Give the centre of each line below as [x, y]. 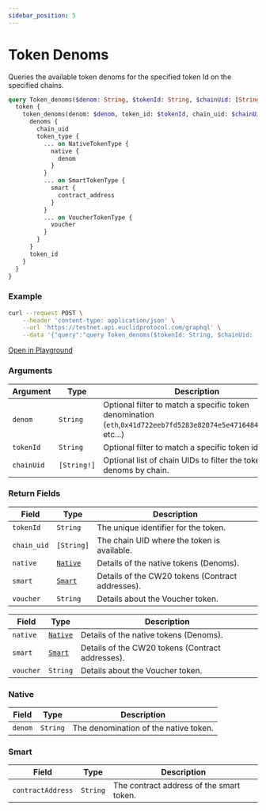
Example [25, 296]
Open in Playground [40, 350]
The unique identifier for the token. [161, 527]
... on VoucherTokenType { [88, 217]
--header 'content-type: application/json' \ [99, 320]
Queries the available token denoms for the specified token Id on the [120, 77]
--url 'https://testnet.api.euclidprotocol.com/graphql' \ [122, 328]
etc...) [114, 434]
